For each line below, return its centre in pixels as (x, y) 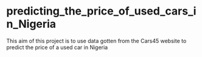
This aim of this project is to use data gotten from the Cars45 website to (96, 41)
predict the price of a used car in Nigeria (57, 47)
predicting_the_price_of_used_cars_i (101, 11)
